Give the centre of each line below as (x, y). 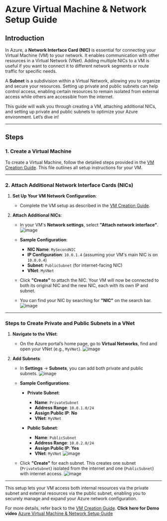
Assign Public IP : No (56, 413)
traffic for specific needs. (31, 71)
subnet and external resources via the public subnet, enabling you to (75, 493)
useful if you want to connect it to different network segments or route (77, 66)
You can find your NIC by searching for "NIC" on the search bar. (86, 300)
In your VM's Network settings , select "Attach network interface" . (89, 224)
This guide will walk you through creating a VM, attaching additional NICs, (81, 106)
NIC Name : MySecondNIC (51, 249)
